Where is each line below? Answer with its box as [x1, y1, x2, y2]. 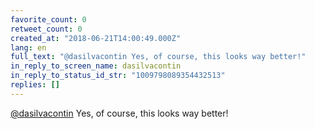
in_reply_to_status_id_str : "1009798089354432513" [10, 71, 226, 81]
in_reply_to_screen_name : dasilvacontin [10, 61, 182, 71]
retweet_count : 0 [10, 24, 83, 34]
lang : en [10, 42, 47, 53]
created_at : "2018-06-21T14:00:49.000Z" [10, 33, 182, 43]
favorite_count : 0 [10, 14, 87, 25]
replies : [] [10, 80, 60, 90]
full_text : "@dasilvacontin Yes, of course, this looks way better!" [10, 52, 307, 62]
